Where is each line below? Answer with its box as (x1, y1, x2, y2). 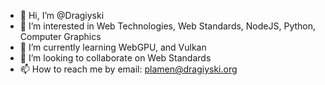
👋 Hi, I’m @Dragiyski (19, 10, 105, 21)
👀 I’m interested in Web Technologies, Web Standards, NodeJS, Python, (19, 20, 317, 32)
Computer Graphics (19, 31, 102, 42)
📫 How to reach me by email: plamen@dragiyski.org (19, 63, 238, 75)
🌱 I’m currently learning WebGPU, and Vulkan (19, 41, 207, 53)
